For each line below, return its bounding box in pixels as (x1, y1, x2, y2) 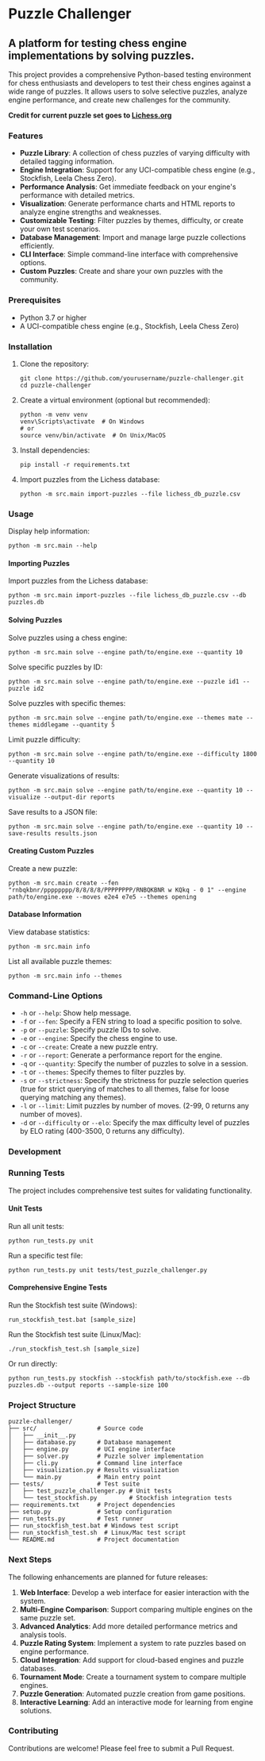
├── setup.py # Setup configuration (8, 1508, 172, 1516)
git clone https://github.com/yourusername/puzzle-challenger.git (19, 374, 244, 382)
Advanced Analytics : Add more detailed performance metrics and (19, 1621, 238, 1631)
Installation (8, 341, 53, 352)
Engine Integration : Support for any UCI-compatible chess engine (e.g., (19, 165, 255, 175)
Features (8, 130, 44, 141)
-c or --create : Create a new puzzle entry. (19, 1042, 159, 1052)
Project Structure (8, 1399, 76, 1410)
